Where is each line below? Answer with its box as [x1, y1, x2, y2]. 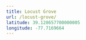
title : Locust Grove [6, 8, 57, 15]
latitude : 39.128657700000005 [6, 19, 81, 25]
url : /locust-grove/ [6, 14, 57, 20]
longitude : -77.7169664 [6, 25, 65, 31]
